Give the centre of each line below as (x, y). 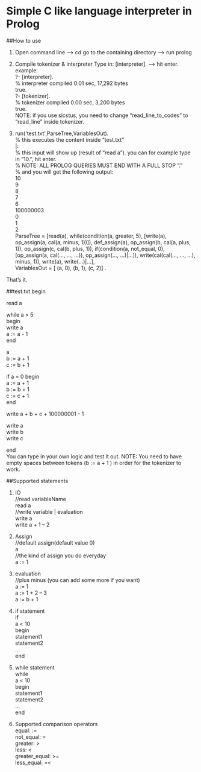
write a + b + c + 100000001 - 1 (45, 414)
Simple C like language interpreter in (99, 11)
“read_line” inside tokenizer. (49, 121)
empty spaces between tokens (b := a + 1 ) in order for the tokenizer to (94, 463)
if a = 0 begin (23, 376)
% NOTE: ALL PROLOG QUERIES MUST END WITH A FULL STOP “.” (99, 165)
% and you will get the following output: (64, 172)
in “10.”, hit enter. (36, 159)
